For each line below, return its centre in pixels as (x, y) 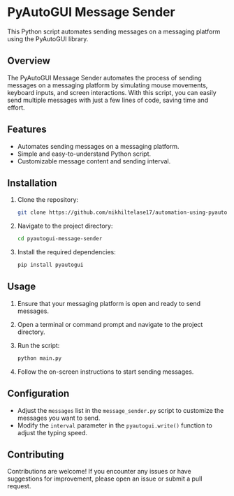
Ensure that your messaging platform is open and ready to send (109, 303)
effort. (16, 107)
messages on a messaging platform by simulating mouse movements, (108, 85)
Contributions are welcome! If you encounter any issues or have (99, 472)
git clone (32, 213)
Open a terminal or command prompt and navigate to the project (110, 324)
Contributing (36, 454)
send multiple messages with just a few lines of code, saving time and (108, 100)
